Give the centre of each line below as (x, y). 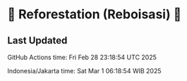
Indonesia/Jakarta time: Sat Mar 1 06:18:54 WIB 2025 (84, 71)
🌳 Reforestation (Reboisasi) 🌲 (95, 14)
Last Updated (37, 40)
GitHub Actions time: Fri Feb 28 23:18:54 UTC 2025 (82, 57)
